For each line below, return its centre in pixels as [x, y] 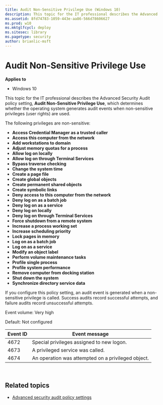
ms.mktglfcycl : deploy [28, 28]
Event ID [18, 334]
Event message [91, 334]
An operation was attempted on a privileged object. [91, 358]
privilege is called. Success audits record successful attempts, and [91, 298]
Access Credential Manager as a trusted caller [60, 132]
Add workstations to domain [41, 143]
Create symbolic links [35, 190]
